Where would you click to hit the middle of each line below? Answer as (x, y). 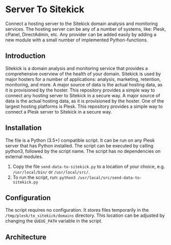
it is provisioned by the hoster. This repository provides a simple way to (80, 90)
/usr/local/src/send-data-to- (110, 177)
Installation (23, 128)
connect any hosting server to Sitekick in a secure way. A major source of (83, 95)
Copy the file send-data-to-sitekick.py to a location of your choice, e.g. (89, 166)
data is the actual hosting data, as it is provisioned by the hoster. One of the (85, 101)
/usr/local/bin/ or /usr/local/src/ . (51, 172)
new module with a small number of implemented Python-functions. (77, 40)
